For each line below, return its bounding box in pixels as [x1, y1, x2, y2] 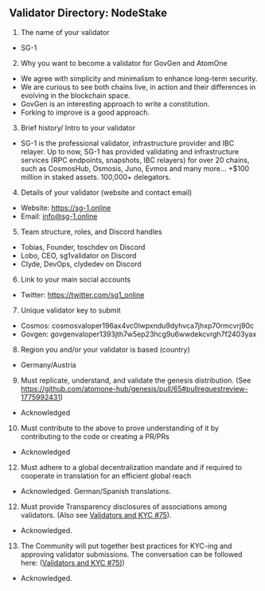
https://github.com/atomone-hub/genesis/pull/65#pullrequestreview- [20, 383, 248, 393]
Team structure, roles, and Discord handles [20, 227, 162, 236]
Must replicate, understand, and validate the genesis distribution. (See [20, 375, 251, 385]
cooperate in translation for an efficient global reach [20, 471, 192, 480]
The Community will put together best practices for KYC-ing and [20, 541, 232, 550]
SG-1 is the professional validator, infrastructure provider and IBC [20, 138, 235, 148]
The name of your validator [20, 27, 110, 37]
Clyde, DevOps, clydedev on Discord [20, 259, 142, 269]
